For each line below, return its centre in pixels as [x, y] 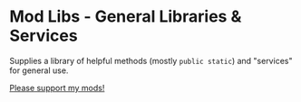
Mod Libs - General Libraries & [126, 17]
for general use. [39, 70]
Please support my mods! [57, 88]
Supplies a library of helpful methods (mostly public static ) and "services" [151, 60]
